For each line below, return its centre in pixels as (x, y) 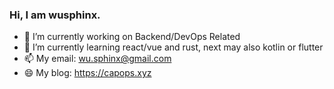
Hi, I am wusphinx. (55, 15)
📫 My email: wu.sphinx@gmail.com (97, 59)
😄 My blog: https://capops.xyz (87, 73)
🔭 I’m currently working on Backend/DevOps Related (132, 37)
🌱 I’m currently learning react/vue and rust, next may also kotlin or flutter (173, 47)
